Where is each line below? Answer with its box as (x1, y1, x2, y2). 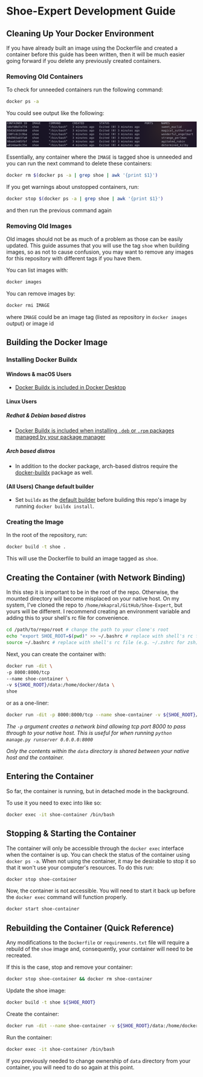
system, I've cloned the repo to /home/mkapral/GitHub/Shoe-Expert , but (6, 601, 183, 609)
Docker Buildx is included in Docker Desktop (14, 384, 126, 391)
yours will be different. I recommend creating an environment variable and (6, 608, 190, 615)
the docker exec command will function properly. (6, 894, 128, 901)
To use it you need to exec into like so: (6, 799, 101, 806)
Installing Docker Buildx (6, 355, 77, 364)
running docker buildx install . (14, 502, 95, 510)
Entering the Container (6, 771, 94, 782)
